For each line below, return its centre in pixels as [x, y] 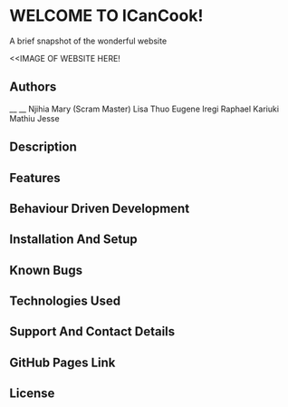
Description [43, 147]
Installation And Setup [73, 240]
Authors [33, 87]
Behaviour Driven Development [100, 208]
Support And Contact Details [92, 332]
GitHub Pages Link [62, 362]
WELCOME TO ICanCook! [106, 16]
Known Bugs [46, 270]
